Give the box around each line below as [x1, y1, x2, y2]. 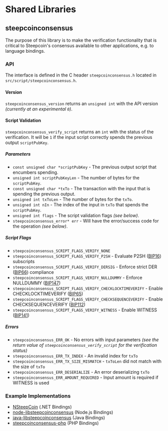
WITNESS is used [12, 379, 50, 386]
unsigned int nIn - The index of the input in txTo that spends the [12, 201, 148, 207]
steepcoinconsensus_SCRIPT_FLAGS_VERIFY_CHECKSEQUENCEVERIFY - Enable [12, 296, 163, 302]
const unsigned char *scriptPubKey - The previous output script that [12, 164, 157, 170]
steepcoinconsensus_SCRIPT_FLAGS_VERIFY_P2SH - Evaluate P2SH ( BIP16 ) [12, 253, 162, 259]
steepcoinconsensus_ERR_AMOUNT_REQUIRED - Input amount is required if [12, 374, 158, 380]
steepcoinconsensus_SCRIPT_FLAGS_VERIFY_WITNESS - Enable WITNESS [12, 307, 157, 313]
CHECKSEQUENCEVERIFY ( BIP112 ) [12, 301, 86, 307]
